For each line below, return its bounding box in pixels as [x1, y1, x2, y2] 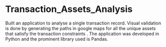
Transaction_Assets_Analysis [5, 3, 133, 15]
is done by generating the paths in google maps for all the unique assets [5, 25, 156, 31]
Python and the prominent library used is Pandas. [5, 36, 108, 42]
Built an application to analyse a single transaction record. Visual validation [5, 20, 161, 26]
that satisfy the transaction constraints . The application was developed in [5, 30, 159, 36]
